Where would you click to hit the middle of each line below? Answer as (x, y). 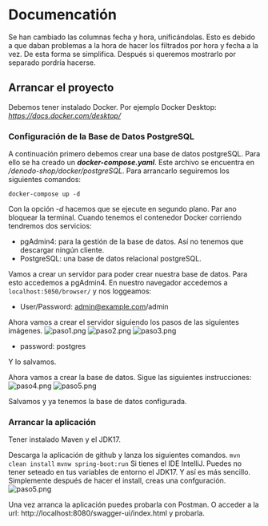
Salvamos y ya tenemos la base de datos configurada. (98, 402)
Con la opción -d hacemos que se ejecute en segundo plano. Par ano (123, 209)
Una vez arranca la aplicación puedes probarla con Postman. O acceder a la (134, 505)
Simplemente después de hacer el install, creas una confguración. (117, 481)
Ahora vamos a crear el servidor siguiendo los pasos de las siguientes (124, 322)
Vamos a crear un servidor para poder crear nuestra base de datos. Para (128, 274)
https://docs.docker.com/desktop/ (65, 115)
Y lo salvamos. (32, 362)
